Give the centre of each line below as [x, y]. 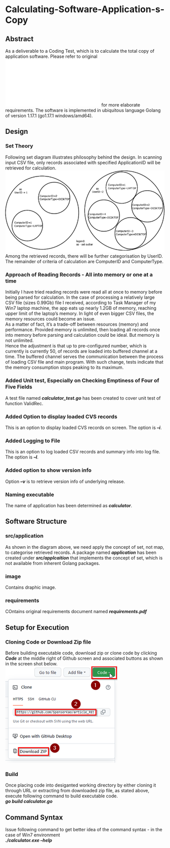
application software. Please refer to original [51, 56]
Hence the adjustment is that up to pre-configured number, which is [76, 346]
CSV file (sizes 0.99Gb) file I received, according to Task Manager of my [81, 303]
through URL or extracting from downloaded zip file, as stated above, [77, 791]
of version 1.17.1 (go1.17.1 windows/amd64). [49, 116]
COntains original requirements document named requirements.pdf [76, 612]
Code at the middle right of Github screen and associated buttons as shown [84, 658]
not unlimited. [19, 340]
